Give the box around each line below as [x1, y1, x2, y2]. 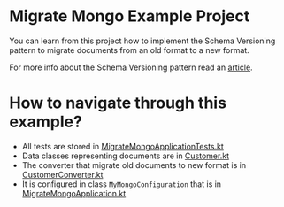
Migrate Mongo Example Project [9, 6, 250, 27]
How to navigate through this [9, 93, 227, 113]
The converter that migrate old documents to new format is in [21, 159, 246, 170]
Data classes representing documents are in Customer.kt [21, 150, 230, 161]
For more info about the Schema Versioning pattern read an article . [9, 62, 254, 73]
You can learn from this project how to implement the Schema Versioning [9, 35, 276, 46]
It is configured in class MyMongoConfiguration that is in [21, 179, 222, 189]
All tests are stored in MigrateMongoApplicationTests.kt [21, 141, 224, 151]
